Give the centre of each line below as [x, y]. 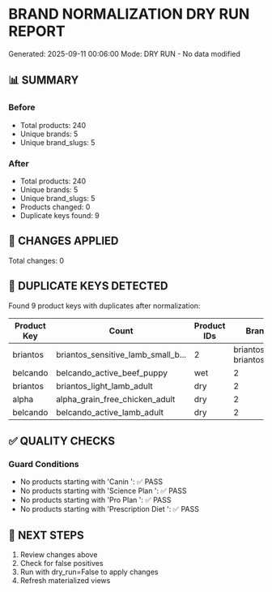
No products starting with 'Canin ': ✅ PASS [91, 482]
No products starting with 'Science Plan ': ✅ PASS [104, 491]
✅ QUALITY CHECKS [62, 441]
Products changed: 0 [55, 207]
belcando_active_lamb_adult [110, 412]
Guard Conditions [44, 464]
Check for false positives [62, 564]
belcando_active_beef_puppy [112, 372]
